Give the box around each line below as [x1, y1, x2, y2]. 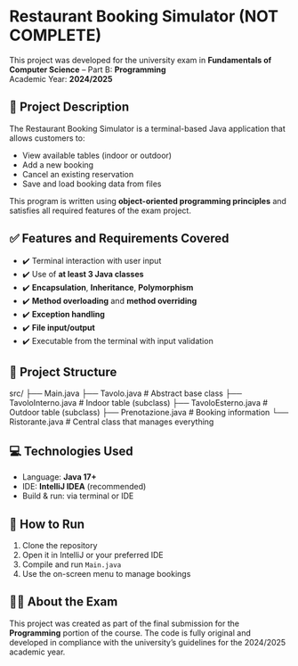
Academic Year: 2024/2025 [9, 73, 113, 84]
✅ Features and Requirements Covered [9, 231, 230, 246]
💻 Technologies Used [9, 443, 133, 458]
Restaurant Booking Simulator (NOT [9, 6, 278, 27]
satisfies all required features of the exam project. [9, 205, 191, 216]
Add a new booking [21, 159, 94, 170]
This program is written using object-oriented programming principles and [9, 195, 287, 206]
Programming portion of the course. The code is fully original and [9, 627, 251, 638]
